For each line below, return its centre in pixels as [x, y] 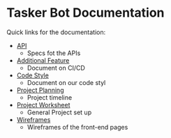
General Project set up [59, 112]
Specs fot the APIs [54, 53]
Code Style [33, 75]
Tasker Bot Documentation [85, 13]
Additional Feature [43, 60]
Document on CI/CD [56, 68]
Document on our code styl [66, 82]
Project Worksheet [43, 105]
